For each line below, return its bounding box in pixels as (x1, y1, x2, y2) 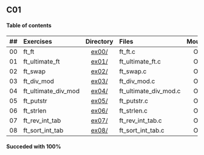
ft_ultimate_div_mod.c (119, 87, 181, 95)
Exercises (23, 37, 53, 45)
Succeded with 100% (6, 143, 62, 150)
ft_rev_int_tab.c (119, 116, 162, 125)
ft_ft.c (119, 47, 135, 56)
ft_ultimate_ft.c (119, 57, 161, 65)
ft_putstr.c (119, 96, 149, 105)
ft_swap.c (119, 67, 147, 75)
